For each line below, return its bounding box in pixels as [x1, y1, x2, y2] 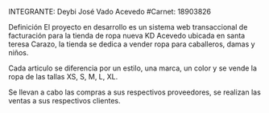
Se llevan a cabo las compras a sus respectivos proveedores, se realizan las [8, 87, 262, 97]
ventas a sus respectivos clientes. [8, 96, 121, 105]
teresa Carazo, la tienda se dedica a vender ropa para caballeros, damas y [8, 39, 255, 49]
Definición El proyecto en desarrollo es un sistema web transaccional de [8, 22, 248, 31]
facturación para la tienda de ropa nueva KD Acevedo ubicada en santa [8, 31, 246, 40]
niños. [8, 48, 29, 57]
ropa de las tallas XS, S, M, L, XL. [8, 72, 118, 81]
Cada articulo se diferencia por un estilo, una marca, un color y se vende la [8, 63, 258, 73]
